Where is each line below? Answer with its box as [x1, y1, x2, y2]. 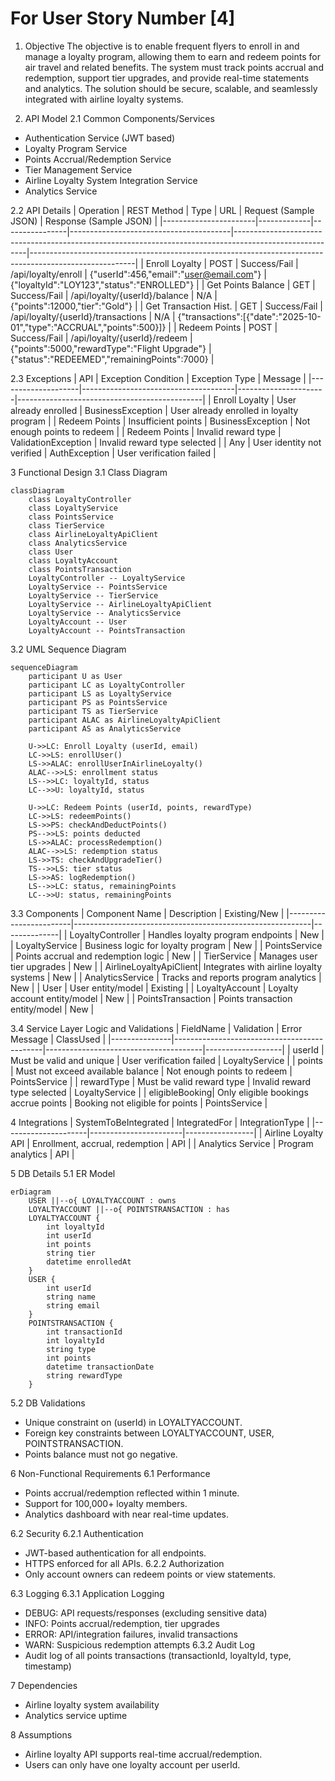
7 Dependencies [10, 1679, 78, 1691]
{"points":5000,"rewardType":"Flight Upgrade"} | [10, 342, 212, 354]
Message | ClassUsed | [10, 1033, 107, 1045]
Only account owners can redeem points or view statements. [24, 1568, 277, 1580]
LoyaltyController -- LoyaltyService [28, 573, 186, 583]
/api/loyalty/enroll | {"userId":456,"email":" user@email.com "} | [10, 268, 267, 280]
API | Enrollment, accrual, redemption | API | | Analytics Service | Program [10, 1137, 314, 1149]
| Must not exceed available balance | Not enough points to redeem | [10, 1065, 293, 1077]
